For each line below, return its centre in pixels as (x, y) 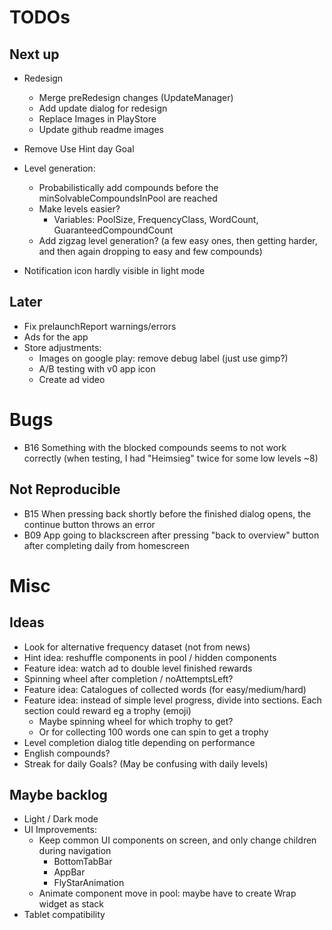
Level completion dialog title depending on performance (139, 742)
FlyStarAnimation (89, 883)
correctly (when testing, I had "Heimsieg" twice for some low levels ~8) (171, 458)
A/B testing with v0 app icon (97, 368)
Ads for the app (56, 337)
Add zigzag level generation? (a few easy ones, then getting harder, (178, 240)
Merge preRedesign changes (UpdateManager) (136, 97)
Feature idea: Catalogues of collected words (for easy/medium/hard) (165, 689)
